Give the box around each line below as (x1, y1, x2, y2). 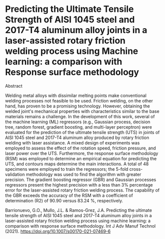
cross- (129, 166, 143, 172)
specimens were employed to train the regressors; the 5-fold (5, 166, 129, 172)
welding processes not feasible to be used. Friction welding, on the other (5, 97, 153, 103)
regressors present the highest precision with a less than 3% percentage (5, 182, 153, 188)
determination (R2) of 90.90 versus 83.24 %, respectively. (5, 197, 123, 203)
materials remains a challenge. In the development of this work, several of (5, 113, 155, 119)
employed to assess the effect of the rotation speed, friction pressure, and (5, 145, 156, 151)
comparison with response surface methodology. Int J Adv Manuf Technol (5, 223, 156, 229)
